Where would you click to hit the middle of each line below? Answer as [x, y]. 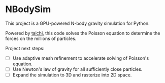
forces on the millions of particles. [41, 38]
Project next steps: [25, 48]
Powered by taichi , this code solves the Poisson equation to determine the [83, 33]
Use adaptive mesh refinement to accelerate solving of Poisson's [81, 58]
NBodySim [28, 9]
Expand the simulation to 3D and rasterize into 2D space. [72, 75]
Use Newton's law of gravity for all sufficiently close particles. [77, 69]
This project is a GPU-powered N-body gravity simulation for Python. [77, 23]
